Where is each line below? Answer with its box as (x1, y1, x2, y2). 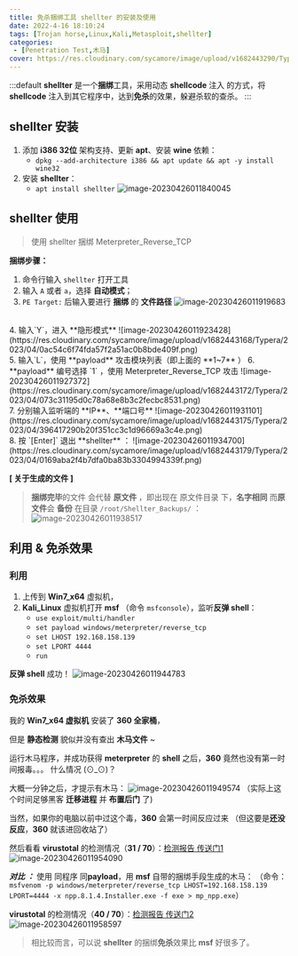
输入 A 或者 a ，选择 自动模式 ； (21, 285, 133, 296)
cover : (9, 54, 34, 63)
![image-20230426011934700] (132, 434, 246, 445)
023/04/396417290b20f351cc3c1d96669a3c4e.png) (9, 424, 203, 435)
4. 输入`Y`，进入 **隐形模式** (9, 324, 117, 335)
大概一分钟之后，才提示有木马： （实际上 (9, 783, 274, 793)
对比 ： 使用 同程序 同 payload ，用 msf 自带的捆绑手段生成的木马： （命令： (9, 871, 286, 881)
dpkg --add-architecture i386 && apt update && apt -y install (35, 156, 275, 165)
